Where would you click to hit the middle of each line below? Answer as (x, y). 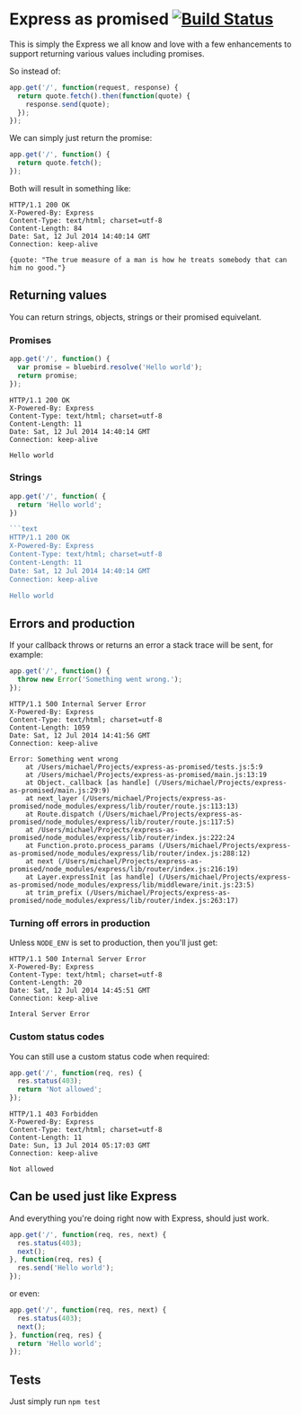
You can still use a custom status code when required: (110, 1057)
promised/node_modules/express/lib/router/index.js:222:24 (122, 837)
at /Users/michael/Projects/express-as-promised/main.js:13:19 (146, 774)
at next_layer (52, 798)
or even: (25, 1294)
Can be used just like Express (93, 1196)
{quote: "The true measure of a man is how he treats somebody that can (148, 260)
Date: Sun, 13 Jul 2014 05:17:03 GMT (80, 1145)
